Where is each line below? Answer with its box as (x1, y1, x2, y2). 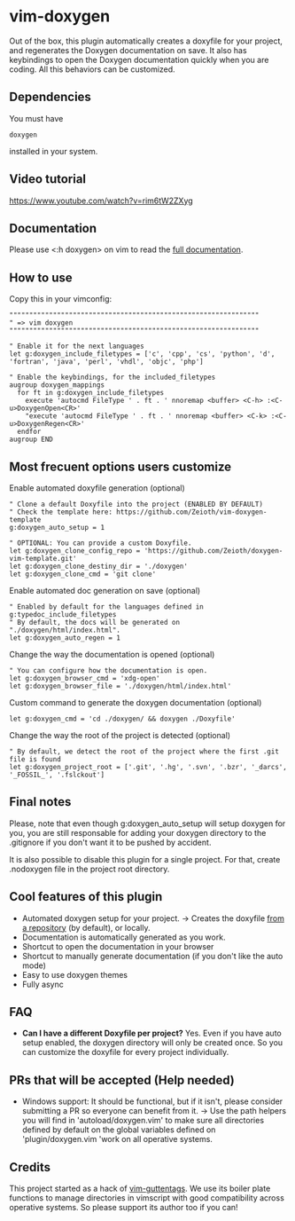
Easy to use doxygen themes (21, 969, 128, 980)
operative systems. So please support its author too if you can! (9, 1202, 238, 1213)
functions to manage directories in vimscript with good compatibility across (9, 1193, 285, 1203)
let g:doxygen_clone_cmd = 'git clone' (9, 570, 157, 579)
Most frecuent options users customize (9, 459, 232, 474)
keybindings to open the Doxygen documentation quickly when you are (9, 54, 269, 65)
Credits (9, 1160, 51, 1175)
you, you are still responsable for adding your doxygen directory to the (9, 827, 267, 838)
